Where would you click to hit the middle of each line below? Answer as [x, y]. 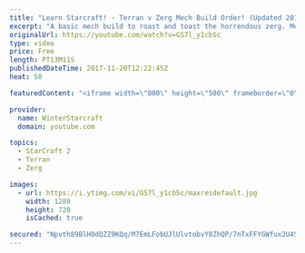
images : [24, 184]
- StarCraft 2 [44, 151]
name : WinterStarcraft [60, 118]
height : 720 [48, 209]
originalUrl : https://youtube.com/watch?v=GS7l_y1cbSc [115, 34]
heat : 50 [26, 77]
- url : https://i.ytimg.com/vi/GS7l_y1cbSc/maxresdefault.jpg [138, 193]
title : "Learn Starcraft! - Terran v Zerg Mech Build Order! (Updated [146, 18]
